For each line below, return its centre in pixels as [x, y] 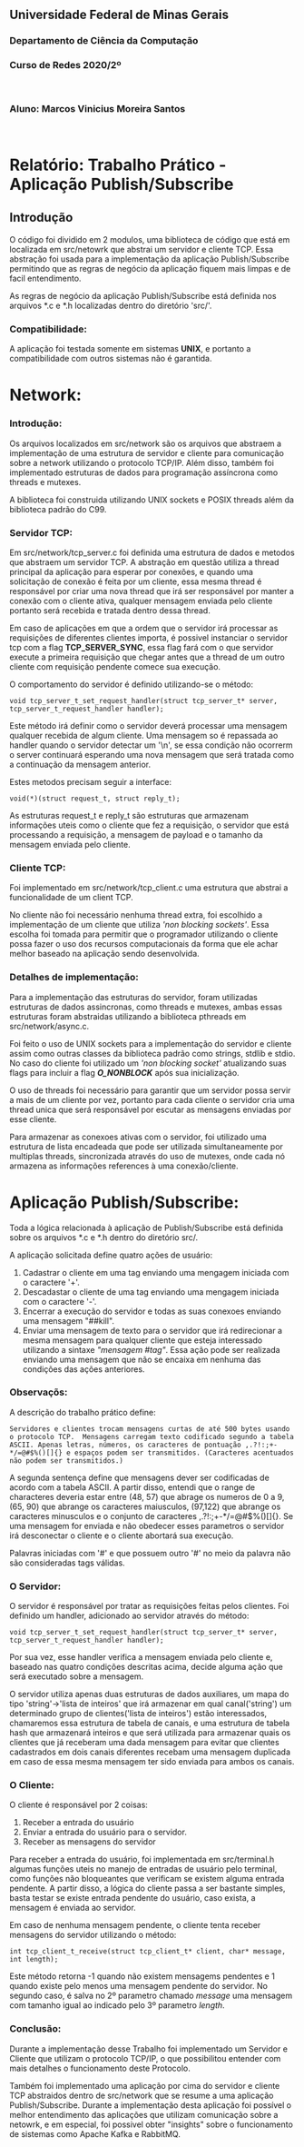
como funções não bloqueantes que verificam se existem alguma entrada [147, 1879]
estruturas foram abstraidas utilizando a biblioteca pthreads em [128, 1016]
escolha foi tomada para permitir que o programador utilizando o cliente [144, 934]
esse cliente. [33, 1119]
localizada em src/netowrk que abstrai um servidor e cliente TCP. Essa [142, 249]
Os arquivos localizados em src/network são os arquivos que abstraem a [146, 443]
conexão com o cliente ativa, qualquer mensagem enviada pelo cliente [141, 601]
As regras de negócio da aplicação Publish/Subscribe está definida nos [143, 295]
